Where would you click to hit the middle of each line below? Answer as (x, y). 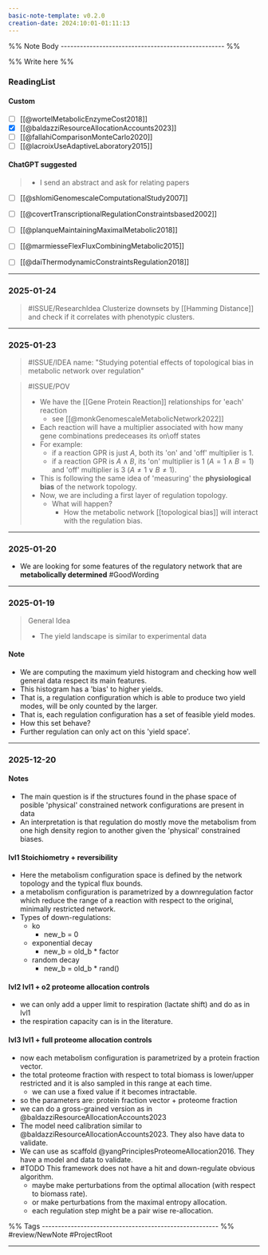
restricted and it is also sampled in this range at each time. (116, 1083)
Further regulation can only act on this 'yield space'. (105, 731)
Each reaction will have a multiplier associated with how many (141, 427)
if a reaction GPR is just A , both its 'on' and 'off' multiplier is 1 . (152, 452)
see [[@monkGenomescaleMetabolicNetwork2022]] (138, 418)
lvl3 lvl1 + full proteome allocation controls (80, 1039)
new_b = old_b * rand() (81, 969)
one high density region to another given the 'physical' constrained (130, 830)
